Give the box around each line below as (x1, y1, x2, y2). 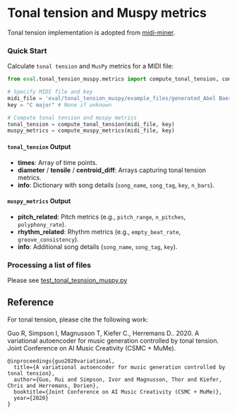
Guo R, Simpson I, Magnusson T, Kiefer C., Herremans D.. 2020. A (7, 329, 200, 337)
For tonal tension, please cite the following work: (7, 315, 148, 324)
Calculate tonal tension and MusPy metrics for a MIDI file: (7, 62, 174, 71)
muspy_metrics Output (7, 197, 71, 205)
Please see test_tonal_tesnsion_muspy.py (7, 276, 128, 285)
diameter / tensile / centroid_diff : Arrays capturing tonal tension (17, 166, 207, 174)
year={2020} (13, 394, 49, 401)
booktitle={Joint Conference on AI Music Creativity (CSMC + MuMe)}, (13, 388, 222, 396)
